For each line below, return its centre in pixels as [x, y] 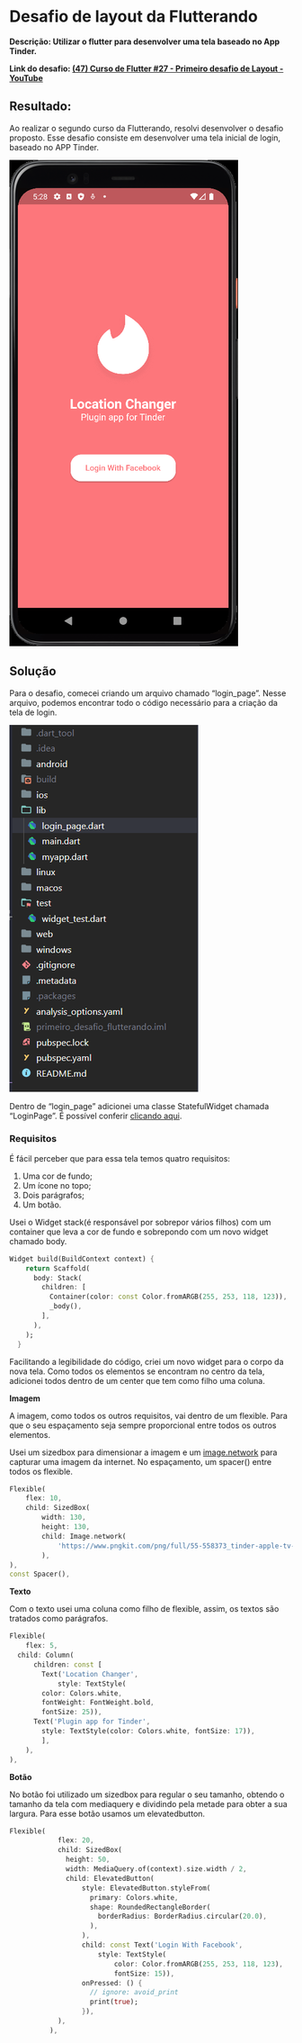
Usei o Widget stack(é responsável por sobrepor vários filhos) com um [140, 1222]
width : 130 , [64, 1518]
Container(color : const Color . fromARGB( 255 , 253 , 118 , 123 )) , [168, 1297]
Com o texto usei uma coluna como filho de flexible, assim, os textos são [144, 1609]
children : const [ [67, 1664]
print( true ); [114, 2002]
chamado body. [38, 1241]
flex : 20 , [75, 1840]
